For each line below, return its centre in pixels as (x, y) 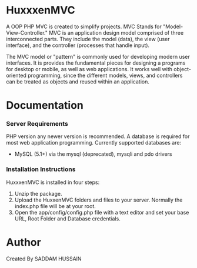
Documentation (45, 105)
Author (24, 242)
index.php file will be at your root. (55, 206)
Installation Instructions (41, 169)
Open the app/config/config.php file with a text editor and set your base (102, 212)
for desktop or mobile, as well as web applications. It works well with (89, 69)
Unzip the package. (38, 193)
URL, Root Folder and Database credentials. (67, 219)
